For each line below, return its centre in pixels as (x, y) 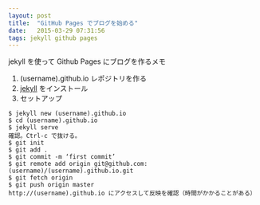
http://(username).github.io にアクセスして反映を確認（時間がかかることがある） (132, 193)
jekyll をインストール (54, 89)
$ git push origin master (51, 185)
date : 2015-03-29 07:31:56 (57, 30)
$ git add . (28, 150)
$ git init (26, 143)
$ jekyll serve (33, 128)
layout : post (30, 16)
